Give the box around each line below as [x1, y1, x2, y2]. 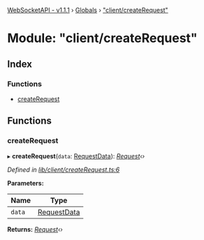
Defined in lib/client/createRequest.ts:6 [7, 165, 120, 174]
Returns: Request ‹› [7, 225, 63, 233]
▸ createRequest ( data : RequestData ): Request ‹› [7, 151, 145, 160]
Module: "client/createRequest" [7, 31, 198, 46]
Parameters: [7, 179, 44, 187]
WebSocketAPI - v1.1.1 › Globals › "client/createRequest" [7, 6, 169, 14]
